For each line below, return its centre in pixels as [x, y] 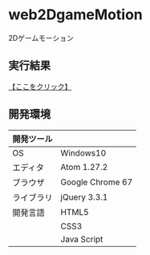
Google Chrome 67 [97, 182]
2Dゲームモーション [41, 38]
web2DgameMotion [75, 15]
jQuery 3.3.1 [84, 196]
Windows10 [83, 152]
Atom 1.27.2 [84, 167]
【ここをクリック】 [40, 87]
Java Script [82, 239]
